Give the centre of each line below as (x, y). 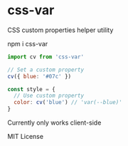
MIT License (26, 137)
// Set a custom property (46, 70)
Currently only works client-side (54, 122)
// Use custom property (49, 96)
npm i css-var (28, 43)
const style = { (31, 89)
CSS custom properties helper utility (60, 30)
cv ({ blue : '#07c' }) (39, 76)
